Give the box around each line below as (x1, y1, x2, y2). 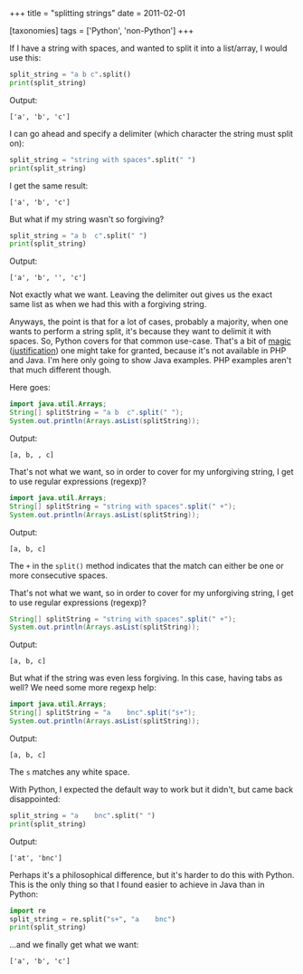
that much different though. (9, 364, 111, 375)
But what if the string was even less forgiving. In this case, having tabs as (9, 672, 283, 683)
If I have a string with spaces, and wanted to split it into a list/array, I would (9, 43, 288, 53)
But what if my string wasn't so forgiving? (9, 213, 165, 225)
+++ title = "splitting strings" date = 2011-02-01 (9, 8, 185, 18)
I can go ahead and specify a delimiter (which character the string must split (9, 128, 294, 139)
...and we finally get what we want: (9, 940, 139, 950)
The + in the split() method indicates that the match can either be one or (9, 560, 284, 571)
